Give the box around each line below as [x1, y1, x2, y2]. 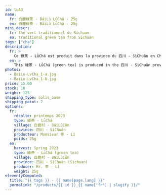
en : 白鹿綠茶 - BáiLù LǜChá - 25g [9, 21, 78, 26]
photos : [5, 67, 21, 72]
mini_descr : [5, 26, 30, 31]
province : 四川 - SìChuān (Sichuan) [14, 159, 88, 164]
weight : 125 [5, 90, 30, 95]
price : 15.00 [5, 81, 32, 86]
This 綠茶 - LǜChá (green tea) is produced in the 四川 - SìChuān [14, 63, 151, 67]
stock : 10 [5, 85, 26, 91]
